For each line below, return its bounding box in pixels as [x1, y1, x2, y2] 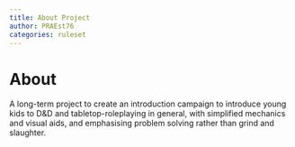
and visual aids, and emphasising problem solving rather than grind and [9, 118, 274, 129]
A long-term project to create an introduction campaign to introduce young [9, 98, 287, 109]
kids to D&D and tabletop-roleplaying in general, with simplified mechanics [9, 108, 286, 119]
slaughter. [9, 127, 47, 138]
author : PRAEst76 [9, 22, 75, 31]
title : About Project [9, 13, 91, 23]
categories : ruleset [9, 30, 87, 39]
